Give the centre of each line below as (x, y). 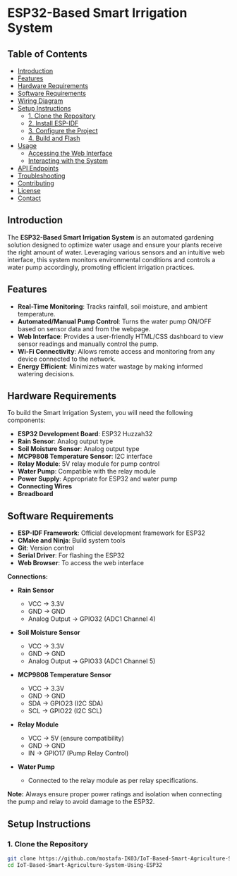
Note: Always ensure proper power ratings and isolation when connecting (115, 794)
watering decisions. (46, 374)
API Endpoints (38, 168)
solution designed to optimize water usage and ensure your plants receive (115, 245)
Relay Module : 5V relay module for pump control (89, 464)
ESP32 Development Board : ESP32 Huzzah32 (85, 434)
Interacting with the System (68, 161)
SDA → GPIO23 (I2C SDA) (66, 703)
